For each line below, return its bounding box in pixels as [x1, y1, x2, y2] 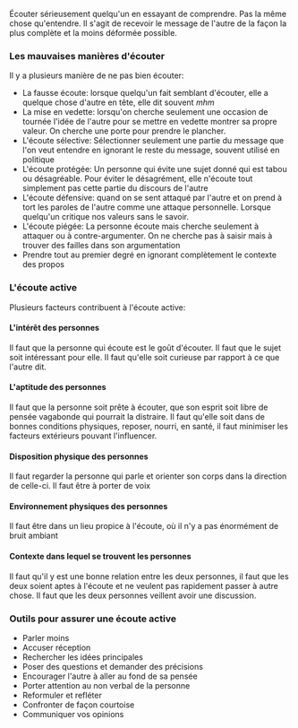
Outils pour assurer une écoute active [9, 612, 177, 625]
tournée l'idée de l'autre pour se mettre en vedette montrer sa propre [21, 117, 277, 127]
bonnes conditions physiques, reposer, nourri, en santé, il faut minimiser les [9, 421, 289, 431]
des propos [21, 259, 65, 270]
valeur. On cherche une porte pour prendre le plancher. [21, 126, 226, 136]
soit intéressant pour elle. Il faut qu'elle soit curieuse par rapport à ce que [9, 351, 280, 362]
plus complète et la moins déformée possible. [9, 28, 177, 38]
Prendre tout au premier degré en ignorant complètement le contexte [21, 249, 277, 260]
